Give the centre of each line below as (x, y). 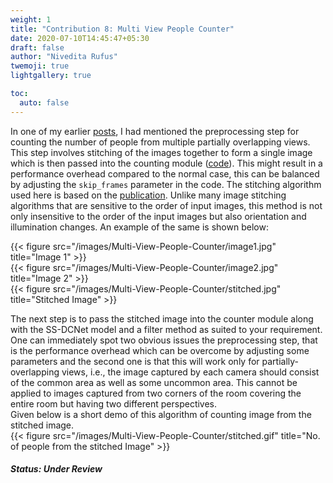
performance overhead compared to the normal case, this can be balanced (165, 173)
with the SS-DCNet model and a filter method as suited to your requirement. (166, 329)
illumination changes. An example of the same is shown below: (139, 227)
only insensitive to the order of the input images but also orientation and (158, 216)
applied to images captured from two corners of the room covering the (156, 393)
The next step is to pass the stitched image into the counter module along (162, 318)
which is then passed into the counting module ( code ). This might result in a (166, 163)
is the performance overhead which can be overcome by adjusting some (160, 350)
